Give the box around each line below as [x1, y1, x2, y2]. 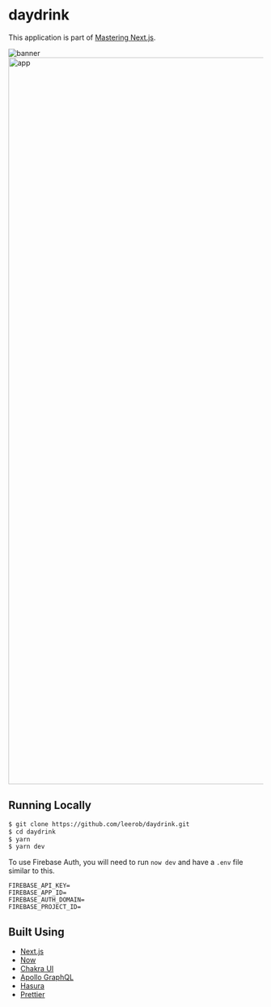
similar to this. [8, 866, 55, 876]
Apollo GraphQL [19, 972, 74, 983]
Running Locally [8, 798, 91, 812]
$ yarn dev [8, 842, 45, 851]
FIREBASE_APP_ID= [8, 889, 67, 897]
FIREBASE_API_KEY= [8, 882, 70, 890]
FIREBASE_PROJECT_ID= [8, 903, 82, 911]
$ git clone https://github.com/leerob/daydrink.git [8, 820, 190, 828]
